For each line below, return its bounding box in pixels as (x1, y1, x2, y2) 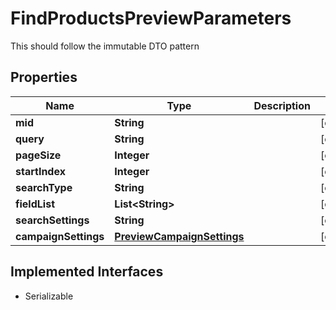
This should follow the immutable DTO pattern (10, 40, 200, 52)
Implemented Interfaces (10, 263, 164, 281)
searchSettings (15, 213, 90, 227)
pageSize (15, 148, 62, 162)
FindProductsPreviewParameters (10, 7, 292, 30)
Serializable (24, 290, 74, 302)
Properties (10, 69, 78, 86)
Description (253, 98, 311, 112)
